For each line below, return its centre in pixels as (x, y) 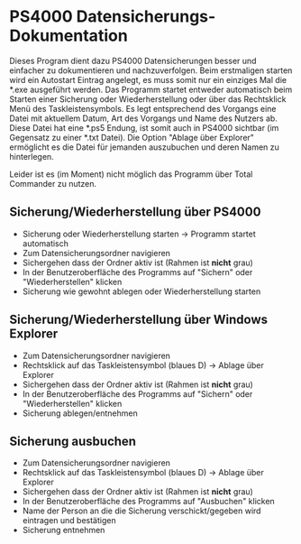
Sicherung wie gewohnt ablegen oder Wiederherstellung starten (141, 291)
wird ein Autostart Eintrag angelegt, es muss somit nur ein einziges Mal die (148, 79)
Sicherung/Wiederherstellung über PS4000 (135, 212)
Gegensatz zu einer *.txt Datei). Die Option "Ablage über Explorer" (132, 137)
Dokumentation (68, 36)
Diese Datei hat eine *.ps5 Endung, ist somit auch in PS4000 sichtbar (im (144, 127)
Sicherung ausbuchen (73, 441)
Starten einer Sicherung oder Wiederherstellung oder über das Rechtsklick (148, 99)
